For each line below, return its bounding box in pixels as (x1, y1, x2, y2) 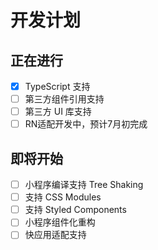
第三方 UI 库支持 (24, 106, 92, 118)
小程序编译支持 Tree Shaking (24, 179, 144, 191)
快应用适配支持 (24, 229, 87, 241)
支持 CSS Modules (24, 191, 102, 203)
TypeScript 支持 (24, 81, 91, 92)
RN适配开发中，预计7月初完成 (24, 118, 148, 130)
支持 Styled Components (24, 204, 127, 216)
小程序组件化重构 (24, 216, 96, 228)
